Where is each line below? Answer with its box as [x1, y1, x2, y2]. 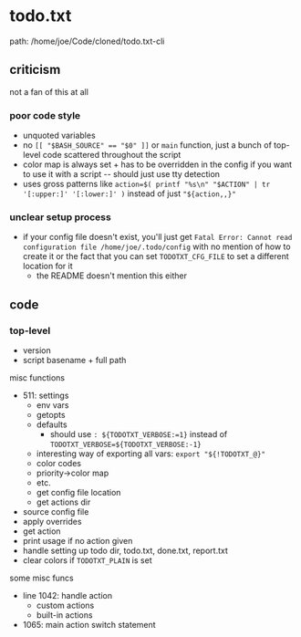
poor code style [9, 109, 81, 121]
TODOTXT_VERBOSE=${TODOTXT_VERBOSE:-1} [49, 440, 202, 450]
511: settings [22, 390, 69, 402]
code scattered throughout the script [42, 150, 182, 161]
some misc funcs [9, 572, 75, 584]
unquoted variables [22, 130, 96, 141]
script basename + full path [22, 355, 127, 366]
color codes [36, 458, 82, 469]
